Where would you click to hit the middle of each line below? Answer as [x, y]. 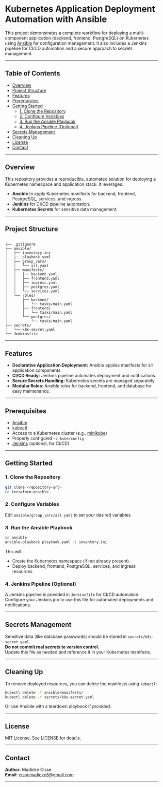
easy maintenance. [31, 391]
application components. [37, 370]
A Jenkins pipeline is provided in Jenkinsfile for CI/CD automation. [72, 595]
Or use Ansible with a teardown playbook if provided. [58, 706]
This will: [14, 551]
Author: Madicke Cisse [28, 770]
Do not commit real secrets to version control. [52, 647]
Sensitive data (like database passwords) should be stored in [66, 636]
